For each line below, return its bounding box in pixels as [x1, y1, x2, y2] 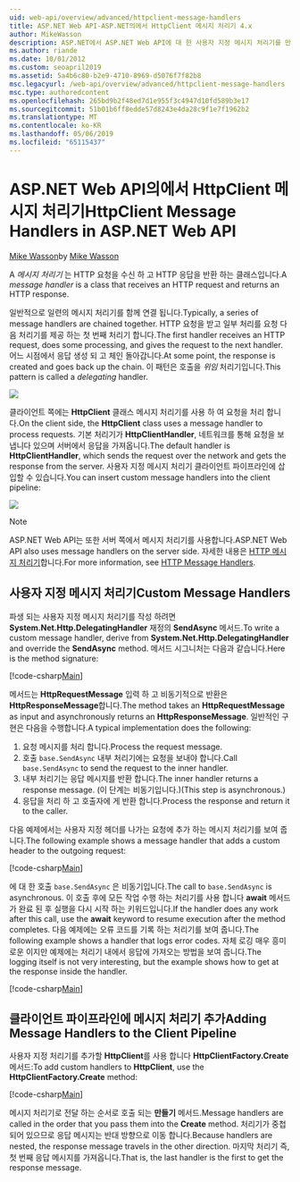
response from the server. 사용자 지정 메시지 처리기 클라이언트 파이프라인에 [9, 460, 277, 471]
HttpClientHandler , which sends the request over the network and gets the [9, 450, 287, 460]
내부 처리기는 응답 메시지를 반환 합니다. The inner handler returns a [21, 773, 259, 783]
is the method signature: [9, 653, 99, 663]
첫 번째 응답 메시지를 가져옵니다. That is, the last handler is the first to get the [9, 1152, 284, 1163]
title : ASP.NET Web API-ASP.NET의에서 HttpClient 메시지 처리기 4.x [9, 21, 253, 30]
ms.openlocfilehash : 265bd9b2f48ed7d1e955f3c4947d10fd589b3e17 [9, 96, 250, 106]
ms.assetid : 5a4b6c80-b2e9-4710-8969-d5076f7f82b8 [9, 72, 202, 80]
